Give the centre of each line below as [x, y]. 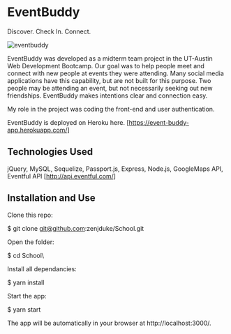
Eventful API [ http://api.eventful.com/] [62, 176]
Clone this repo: [30, 215]
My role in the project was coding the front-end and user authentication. [111, 109]
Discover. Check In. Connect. [49, 31]
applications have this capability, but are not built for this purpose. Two [109, 80]
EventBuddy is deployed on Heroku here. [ [68, 122]
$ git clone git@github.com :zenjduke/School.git [76, 228]
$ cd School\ [25, 255]
